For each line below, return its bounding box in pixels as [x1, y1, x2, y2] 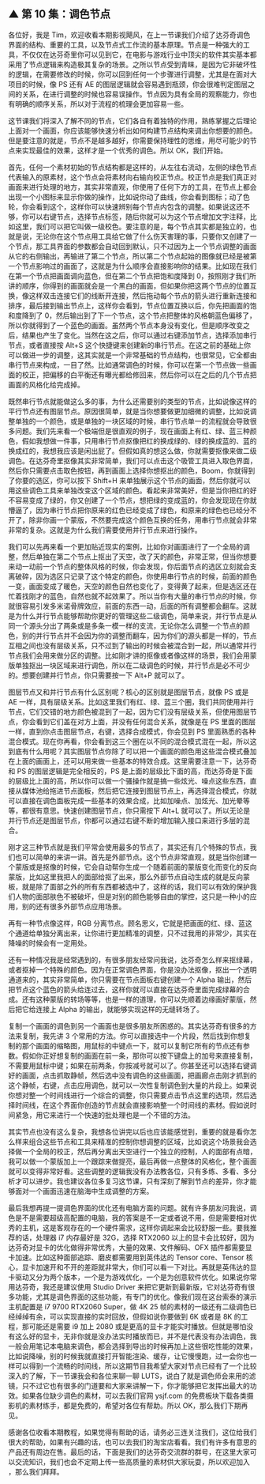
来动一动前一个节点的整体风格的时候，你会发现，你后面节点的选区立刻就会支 [8, 561, 257, 571]
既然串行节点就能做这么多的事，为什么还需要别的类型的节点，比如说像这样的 [8, 396, 257, 406]
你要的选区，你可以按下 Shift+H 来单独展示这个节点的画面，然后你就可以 [14, 475, 251, 485]
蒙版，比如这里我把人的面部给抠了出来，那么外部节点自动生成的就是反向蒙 [8, 872, 250, 882]
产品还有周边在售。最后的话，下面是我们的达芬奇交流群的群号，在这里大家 [8, 1447, 250, 1456]
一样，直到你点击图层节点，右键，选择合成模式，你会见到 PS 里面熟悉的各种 [8, 727, 256, 736]
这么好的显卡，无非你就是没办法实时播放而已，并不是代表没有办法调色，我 [14, 1331, 257, 1341]
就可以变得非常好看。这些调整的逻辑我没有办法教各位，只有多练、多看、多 [8, 1166, 250, 1176]
